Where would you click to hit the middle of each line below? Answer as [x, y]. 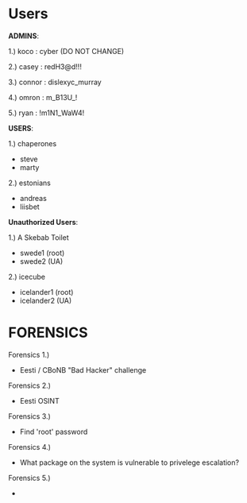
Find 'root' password [54, 431]
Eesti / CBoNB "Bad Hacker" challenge [83, 370]
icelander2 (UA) [46, 300]
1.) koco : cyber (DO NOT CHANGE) [66, 51]
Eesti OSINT [39, 400]
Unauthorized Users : [43, 222]
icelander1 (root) [46, 292]
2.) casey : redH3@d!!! [45, 66]
